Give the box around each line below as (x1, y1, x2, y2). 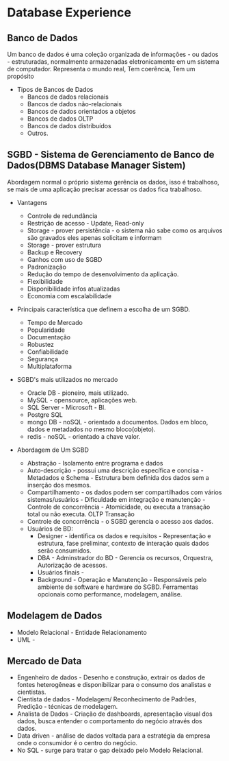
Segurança (27, 354, 59, 363)
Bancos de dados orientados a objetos (27, 108, 136, 115)
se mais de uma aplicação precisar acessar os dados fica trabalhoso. (7, 185, 202, 193)
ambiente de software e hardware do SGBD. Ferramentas (37, 583, 199, 591)
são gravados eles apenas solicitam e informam (27, 233, 162, 241)
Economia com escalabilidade (27, 291, 111, 300)
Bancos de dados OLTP (27, 114, 94, 123)
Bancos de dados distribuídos (27, 122, 111, 130)
